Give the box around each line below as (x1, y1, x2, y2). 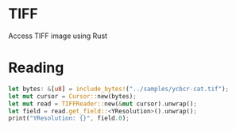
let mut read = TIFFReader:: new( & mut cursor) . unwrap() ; (8, 100, 197, 108)
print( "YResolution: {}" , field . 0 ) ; (8, 114, 130, 123)
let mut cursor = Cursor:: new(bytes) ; (8, 92, 137, 100)
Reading (8, 59, 64, 77)
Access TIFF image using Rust (8, 31, 108, 40)
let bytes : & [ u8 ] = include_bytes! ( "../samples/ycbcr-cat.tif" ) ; (8, 85, 230, 93)
